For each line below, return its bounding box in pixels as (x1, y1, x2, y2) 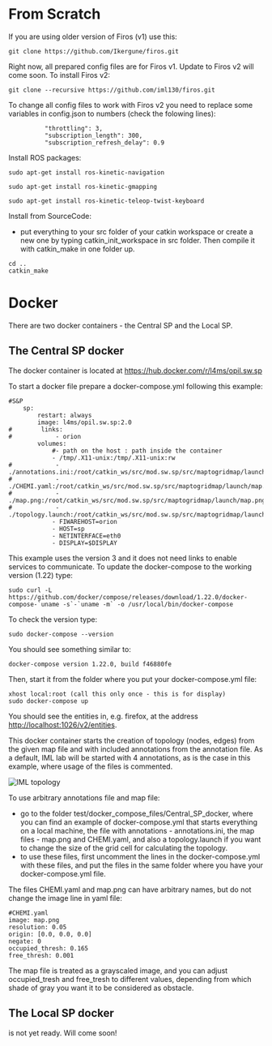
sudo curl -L (8, 585, 53, 594)
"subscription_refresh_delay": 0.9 (44, 139, 164, 147)
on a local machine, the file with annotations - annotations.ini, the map (19, 825, 255, 835)
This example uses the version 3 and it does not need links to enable (8, 553, 237, 563)
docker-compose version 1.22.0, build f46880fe (8, 660, 172, 668)
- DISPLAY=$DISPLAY (51, 538, 117, 547)
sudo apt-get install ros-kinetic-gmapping (8, 182, 158, 191)
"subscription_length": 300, (44, 131, 143, 139)
